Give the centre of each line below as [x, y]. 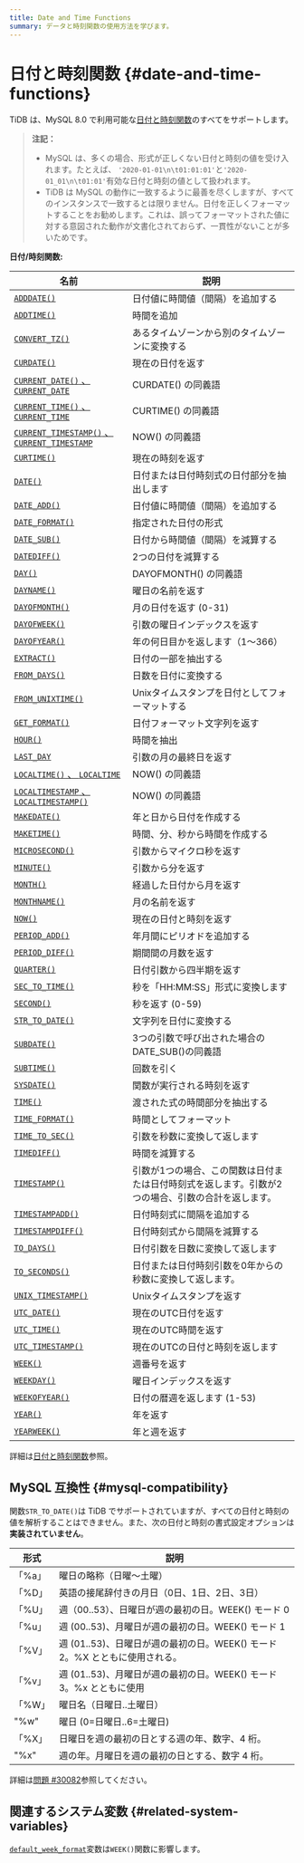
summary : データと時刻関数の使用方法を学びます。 [91, 26]
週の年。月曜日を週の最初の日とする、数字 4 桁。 [163, 1756]
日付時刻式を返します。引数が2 [217, 1185]
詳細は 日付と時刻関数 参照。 [61, 1456]
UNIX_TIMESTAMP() [51, 1296]
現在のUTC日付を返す [178, 1313]
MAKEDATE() [37, 817]
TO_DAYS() [35, 1248]
